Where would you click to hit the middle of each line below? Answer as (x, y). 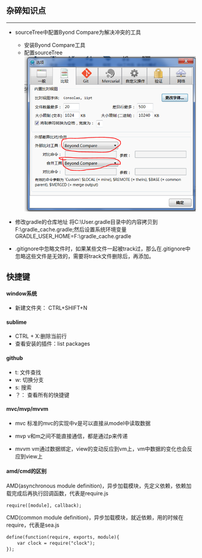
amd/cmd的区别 (26, 471)
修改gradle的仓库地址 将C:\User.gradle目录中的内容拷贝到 (86, 221)
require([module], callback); (44, 506)
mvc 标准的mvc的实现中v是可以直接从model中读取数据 (83, 423)
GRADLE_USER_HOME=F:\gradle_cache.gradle (73, 236)
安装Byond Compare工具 (55, 45)
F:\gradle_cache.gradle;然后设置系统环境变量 (71, 229)
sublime (17, 322)
